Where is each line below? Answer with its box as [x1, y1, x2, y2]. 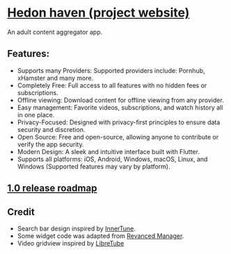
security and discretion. [17, 125, 86, 133]
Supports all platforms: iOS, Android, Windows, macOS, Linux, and [17, 155, 208, 163]
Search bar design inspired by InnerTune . [17, 224, 136, 232]
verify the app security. [17, 140, 85, 149]
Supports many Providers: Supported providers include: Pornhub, [17, 66, 205, 74]
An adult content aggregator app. [7, 28, 103, 36]
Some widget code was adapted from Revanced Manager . [17, 231, 184, 240]
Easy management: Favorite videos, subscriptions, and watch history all [17, 103, 223, 112]
